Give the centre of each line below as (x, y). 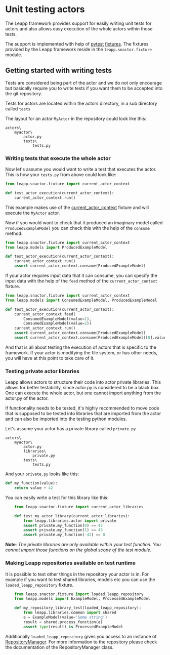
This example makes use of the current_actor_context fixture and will (77, 207)
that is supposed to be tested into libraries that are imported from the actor (83, 414)
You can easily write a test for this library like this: (57, 498)
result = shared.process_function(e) (63, 622)
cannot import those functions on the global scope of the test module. (78, 550)
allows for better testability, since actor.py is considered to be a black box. (83, 388)
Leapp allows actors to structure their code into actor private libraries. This (83, 382)
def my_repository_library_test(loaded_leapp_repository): (78, 608)
